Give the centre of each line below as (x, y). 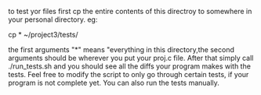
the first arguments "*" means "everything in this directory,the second (121, 49)
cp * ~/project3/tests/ (43, 35)
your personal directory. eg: (53, 19)
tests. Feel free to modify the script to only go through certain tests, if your (129, 74)
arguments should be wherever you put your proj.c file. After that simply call (131, 58)
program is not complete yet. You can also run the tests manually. (114, 83)
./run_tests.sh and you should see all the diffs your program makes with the (129, 66)
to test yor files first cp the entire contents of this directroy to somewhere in (130, 11)
